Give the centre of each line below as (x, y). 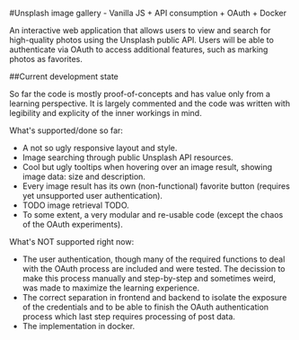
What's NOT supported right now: (72, 242)
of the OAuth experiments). (72, 224)
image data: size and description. (84, 176)
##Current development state (64, 76)
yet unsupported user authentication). (92, 196)
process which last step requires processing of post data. (129, 317)
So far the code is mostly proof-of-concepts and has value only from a (140, 94)
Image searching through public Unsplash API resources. (128, 157)
